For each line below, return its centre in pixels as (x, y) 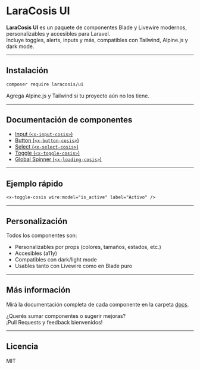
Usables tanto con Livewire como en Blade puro (74, 266)
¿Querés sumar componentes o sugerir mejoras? (66, 316)
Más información (38, 290)
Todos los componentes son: (42, 235)
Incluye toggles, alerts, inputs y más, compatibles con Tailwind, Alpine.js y (97, 40)
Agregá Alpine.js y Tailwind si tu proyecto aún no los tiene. (78, 96)
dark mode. (20, 46)
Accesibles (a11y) (36, 253)
